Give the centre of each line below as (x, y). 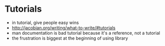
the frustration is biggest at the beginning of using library (70, 38)
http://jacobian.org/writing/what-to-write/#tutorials (63, 27)
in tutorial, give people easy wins (45, 23)
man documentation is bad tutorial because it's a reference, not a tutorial (86, 33)
